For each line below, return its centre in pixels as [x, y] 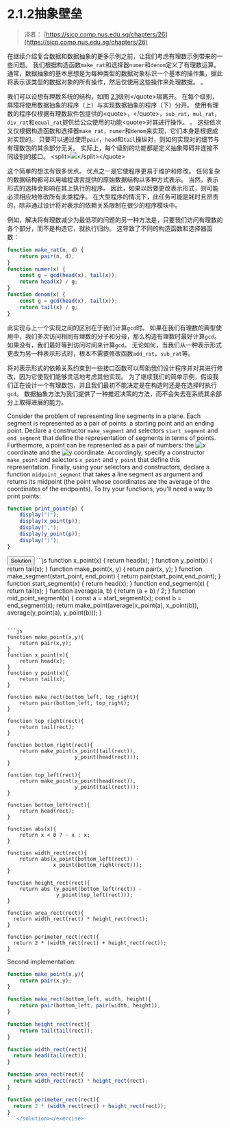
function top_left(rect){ [44, 775]
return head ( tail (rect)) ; [50, 1056]
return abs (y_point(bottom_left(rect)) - [81, 889]
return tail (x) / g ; [49, 307]
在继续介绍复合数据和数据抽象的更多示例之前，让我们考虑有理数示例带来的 [112, 56]
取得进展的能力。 [43, 402]
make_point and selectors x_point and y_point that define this [94, 459]
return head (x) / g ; [49, 282]
